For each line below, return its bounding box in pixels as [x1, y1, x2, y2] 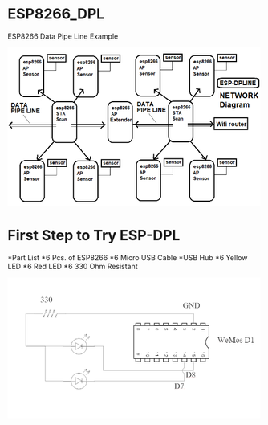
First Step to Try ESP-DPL [7, 227, 181, 245]
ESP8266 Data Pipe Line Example [7, 31, 119, 41]
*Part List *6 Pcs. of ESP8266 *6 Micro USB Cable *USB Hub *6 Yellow [7, 252, 248, 262]
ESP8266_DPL [7, 5, 105, 23]
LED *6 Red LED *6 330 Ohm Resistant [7, 261, 138, 271]
